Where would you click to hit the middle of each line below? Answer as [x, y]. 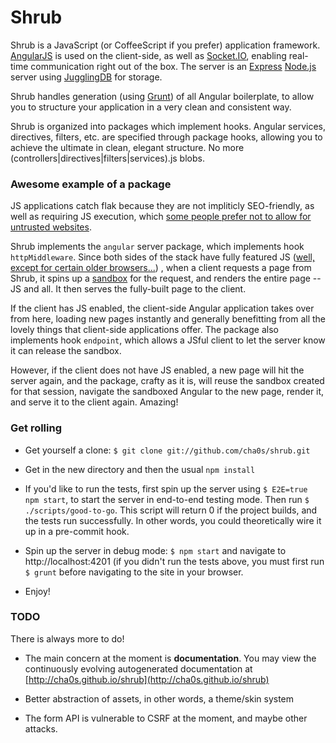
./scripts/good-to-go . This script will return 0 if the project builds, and [171, 510]
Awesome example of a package [91, 184]
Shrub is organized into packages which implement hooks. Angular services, [168, 126]
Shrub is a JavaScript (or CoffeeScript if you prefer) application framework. [165, 45]
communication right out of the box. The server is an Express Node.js [173, 66]
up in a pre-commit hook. [77, 531]
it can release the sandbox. [66, 351]
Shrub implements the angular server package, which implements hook [157, 247]
